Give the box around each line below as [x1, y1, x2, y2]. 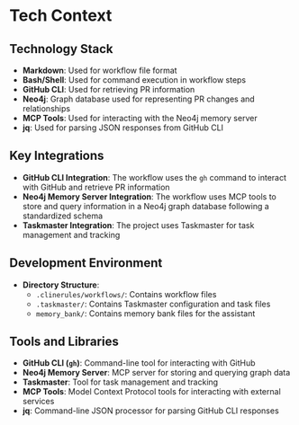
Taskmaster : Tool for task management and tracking [22, 376, 219, 387]
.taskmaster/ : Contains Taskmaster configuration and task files [35, 298, 271, 309]
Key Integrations [9, 148, 104, 164]
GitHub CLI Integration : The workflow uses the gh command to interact [22, 172, 286, 182]
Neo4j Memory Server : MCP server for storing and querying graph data [22, 367, 291, 378]
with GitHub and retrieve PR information [22, 182, 170, 192]
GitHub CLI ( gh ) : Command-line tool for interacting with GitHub [22, 358, 256, 368]
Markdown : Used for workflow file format [22, 65, 177, 75]
